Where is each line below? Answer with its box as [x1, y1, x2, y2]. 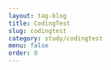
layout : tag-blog [8, 11, 67, 20]
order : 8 [8, 49, 38, 57]
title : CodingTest [8, 19, 70, 27]
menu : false [8, 42, 49, 50]
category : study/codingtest [8, 34, 104, 43]
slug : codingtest [8, 27, 67, 35]
